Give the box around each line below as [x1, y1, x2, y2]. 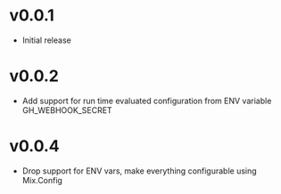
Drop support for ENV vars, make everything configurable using [21, 166, 257, 176]
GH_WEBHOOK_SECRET [21, 104, 113, 116]
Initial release [21, 35, 71, 45]
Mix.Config [21, 174, 62, 185]
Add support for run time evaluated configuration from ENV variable [21, 95, 272, 106]
